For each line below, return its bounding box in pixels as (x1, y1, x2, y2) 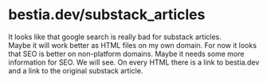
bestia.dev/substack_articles (8, 6, 206, 24)
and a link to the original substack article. (8, 65, 143, 75)
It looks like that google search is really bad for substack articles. (8, 32, 222, 41)
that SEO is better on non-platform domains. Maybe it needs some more (8, 49, 245, 58)
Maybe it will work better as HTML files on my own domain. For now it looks (8, 40, 257, 49)
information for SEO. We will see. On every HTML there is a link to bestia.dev (8, 57, 260, 67)
